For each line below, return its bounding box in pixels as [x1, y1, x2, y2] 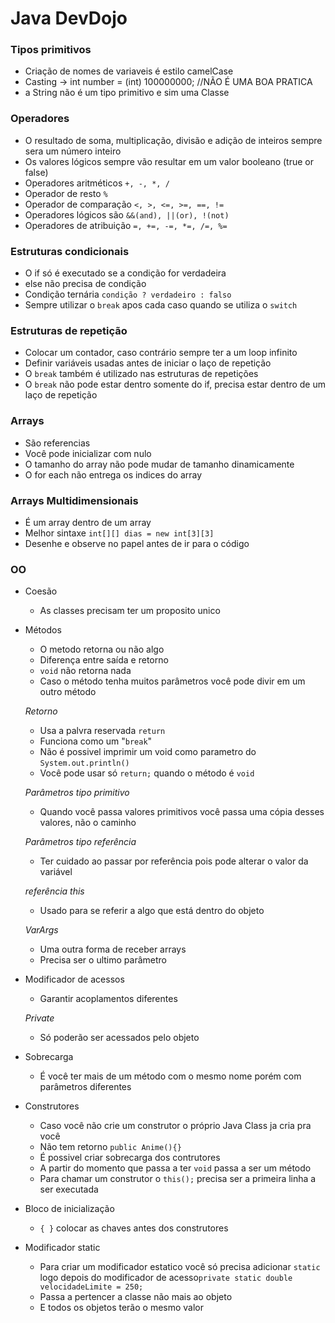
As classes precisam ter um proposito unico [39, 605, 221, 617]
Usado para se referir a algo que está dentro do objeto [39, 905, 265, 917]
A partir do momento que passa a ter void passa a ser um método [39, 1162, 312, 1174]
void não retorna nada [39, 665, 132, 677]
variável [39, 866, 73, 878]
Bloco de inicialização [24, 1203, 115, 1215]
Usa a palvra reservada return [39, 725, 166, 737]
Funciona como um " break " [39, 735, 153, 747]
